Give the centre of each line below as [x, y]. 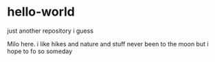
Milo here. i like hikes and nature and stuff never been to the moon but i [108, 44]
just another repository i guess [50, 31]
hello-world [41, 12]
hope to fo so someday [40, 51]
